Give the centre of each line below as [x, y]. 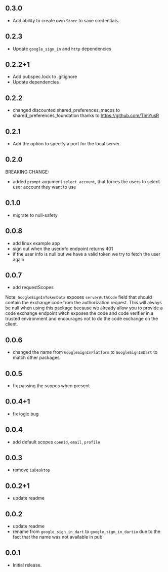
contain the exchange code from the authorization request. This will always [83, 303]
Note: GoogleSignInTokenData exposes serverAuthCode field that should [79, 297]
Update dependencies [36, 82]
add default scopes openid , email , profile [56, 442]
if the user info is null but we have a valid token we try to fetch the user [87, 254]
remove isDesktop [31, 470]
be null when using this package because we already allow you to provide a [84, 308]
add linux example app [36, 243]
